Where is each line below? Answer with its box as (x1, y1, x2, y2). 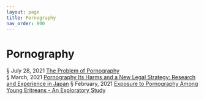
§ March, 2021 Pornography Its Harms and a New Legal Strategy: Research (6, 74, 196, 81)
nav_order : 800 (6, 20, 45, 26)
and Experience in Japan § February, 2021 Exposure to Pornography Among (6, 80, 198, 88)
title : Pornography (6, 15, 56, 21)
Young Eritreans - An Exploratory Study (6, 87, 106, 94)
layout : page (6, 9, 40, 15)
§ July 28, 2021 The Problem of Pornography (6, 67, 120, 74)
